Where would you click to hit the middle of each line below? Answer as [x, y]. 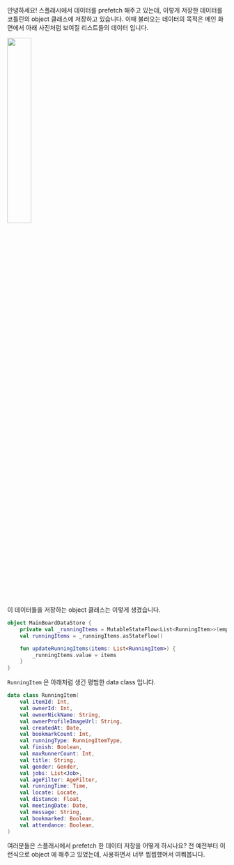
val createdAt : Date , [51, 728]
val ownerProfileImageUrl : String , [71, 721]
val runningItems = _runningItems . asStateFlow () [92, 636]
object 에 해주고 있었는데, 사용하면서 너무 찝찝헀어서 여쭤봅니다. [118, 855]
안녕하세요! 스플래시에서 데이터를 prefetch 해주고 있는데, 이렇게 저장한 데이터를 [115, 10]
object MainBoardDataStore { [49, 623]
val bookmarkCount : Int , [56, 735]
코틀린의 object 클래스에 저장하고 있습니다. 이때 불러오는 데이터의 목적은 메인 [112, 19]
